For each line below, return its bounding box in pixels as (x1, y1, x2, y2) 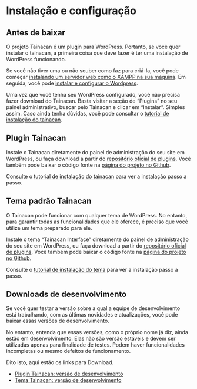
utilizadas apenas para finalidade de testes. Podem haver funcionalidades (6, 341, 185, 348)
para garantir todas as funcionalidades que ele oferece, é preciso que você (6, 218, 188, 225)
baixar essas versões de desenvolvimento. (6, 317, 110, 325)
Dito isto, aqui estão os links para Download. (6, 359, 114, 366)
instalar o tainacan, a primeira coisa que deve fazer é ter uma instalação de (6, 50, 188, 57)
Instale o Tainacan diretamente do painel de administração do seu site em (6, 149, 185, 156)
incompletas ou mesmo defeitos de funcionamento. (6, 348, 131, 355)
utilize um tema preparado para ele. (6, 224, 92, 231)
